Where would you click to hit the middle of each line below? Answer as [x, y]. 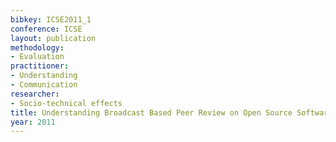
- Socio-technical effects [66, 103]
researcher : [35, 94]
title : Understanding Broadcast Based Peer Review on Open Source [151, 112]
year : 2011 [33, 122]
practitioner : [40, 66]
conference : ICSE [46, 29]
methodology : [37, 47]
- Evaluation [37, 57]
